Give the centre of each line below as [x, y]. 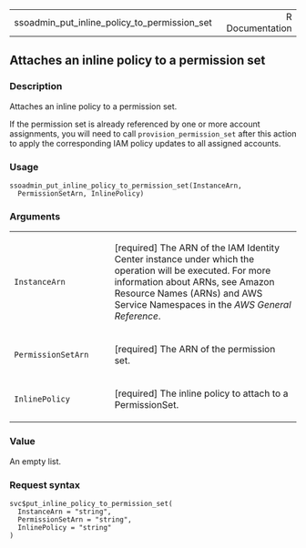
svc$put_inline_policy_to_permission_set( [91, 503]
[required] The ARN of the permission [195, 350]
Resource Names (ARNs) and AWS [189, 293]
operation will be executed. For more [193, 270]
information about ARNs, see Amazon [194, 282]
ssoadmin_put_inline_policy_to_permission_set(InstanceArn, [126, 186]
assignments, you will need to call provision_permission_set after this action [153, 133]
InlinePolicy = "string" [65, 527]
